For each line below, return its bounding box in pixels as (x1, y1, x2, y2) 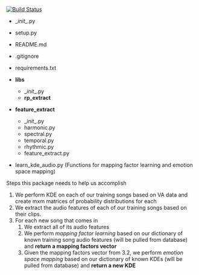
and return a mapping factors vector (24, 242, 117, 250)
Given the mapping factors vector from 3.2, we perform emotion (24, 249, 184, 256)
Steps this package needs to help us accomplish (6, 180, 127, 187)
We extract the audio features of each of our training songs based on (14, 204, 187, 211)
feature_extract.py (24, 150, 70, 157)
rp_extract (24, 94, 51, 101)
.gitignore (14, 53, 39, 60)
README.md (14, 41, 47, 48)
